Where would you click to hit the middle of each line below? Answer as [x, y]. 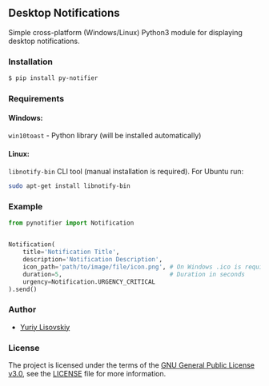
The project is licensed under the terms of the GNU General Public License [131, 365]
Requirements [36, 98]
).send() [23, 289]
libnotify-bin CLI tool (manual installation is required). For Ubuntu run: [126, 172]
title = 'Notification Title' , [71, 252]
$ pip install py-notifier [53, 78]
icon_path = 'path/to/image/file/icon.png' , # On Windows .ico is [132, 267]
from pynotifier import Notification [71, 223]
